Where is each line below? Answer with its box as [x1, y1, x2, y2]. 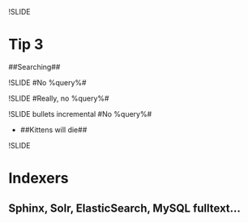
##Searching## [8, 62, 61, 71]
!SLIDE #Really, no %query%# [8, 93, 109, 103]
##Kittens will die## [19, 125, 88, 135]
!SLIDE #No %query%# [8, 77, 87, 88]
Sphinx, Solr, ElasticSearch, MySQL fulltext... [8, 201, 242, 215]
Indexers [8, 169, 69, 187]
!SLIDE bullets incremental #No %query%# [8, 109, 152, 118]
